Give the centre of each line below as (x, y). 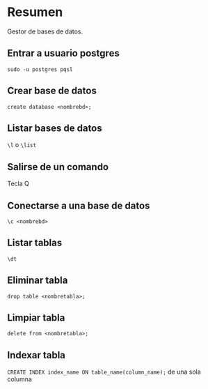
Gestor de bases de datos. (45, 31)
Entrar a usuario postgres (63, 53)
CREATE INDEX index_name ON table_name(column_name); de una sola (104, 372)
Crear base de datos (52, 91)
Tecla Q (18, 184)
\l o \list (22, 145)
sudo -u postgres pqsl (40, 69)
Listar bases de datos (55, 128)
